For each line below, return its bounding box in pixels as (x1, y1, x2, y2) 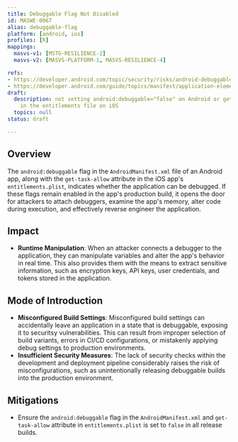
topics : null (13, 109, 52, 116)
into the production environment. (17, 374, 114, 382)
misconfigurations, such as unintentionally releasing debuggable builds (17, 366, 225, 375)
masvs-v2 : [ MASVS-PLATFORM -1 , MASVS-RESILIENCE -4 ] (13, 57, 166, 64)
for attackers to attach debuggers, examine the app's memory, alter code (7, 197, 221, 206)
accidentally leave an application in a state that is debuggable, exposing (17, 321, 228, 330)
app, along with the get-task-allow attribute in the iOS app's (7, 175, 184, 183)
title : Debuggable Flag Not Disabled (7, 10, 119, 18)
